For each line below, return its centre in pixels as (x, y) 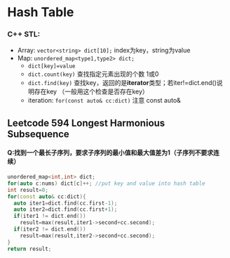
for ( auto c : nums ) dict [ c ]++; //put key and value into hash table (106, 183)
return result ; (29, 249)
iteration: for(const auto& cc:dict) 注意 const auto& (104, 101)
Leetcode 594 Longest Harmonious (86, 123)
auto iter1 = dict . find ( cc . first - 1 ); (66, 203)
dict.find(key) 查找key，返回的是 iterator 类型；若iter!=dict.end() (122, 83)
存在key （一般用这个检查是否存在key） (91, 91)
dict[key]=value (52, 66)
